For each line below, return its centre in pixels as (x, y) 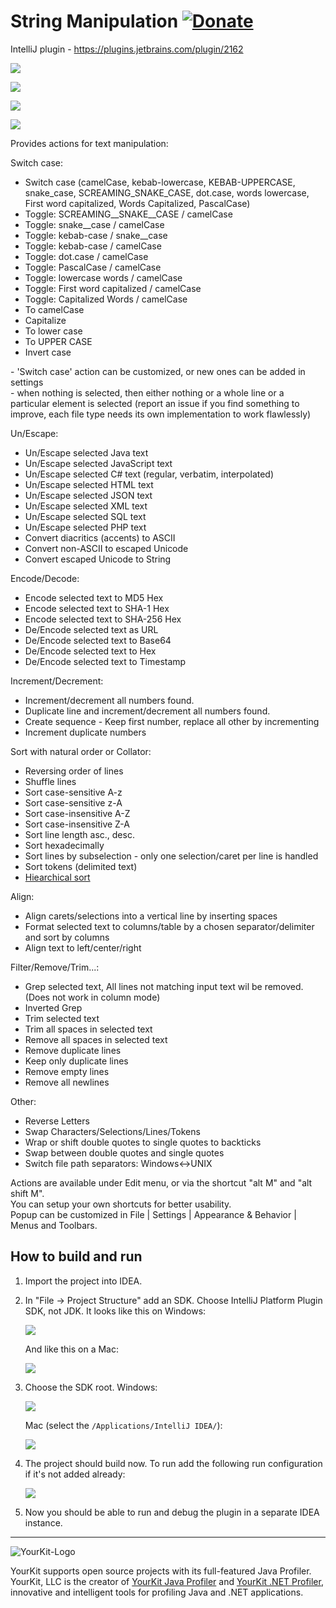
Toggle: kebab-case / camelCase (93, 246)
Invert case (48, 352)
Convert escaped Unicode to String (98, 559)
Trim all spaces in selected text (88, 1029)
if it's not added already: (75, 1474)
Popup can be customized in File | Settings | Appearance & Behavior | (153, 1214)
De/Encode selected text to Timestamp (105, 661)
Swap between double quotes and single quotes (124, 1152)
